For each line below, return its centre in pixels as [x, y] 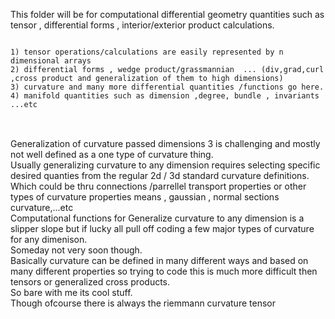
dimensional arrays [51, 61]
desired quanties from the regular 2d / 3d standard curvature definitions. [160, 175]
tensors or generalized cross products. [90, 282]
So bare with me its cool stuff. [71, 292]
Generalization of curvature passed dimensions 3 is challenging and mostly [165, 143]
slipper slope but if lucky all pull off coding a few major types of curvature [162, 228]
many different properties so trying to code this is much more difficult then [164, 271]
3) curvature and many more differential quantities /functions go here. [167, 87]
